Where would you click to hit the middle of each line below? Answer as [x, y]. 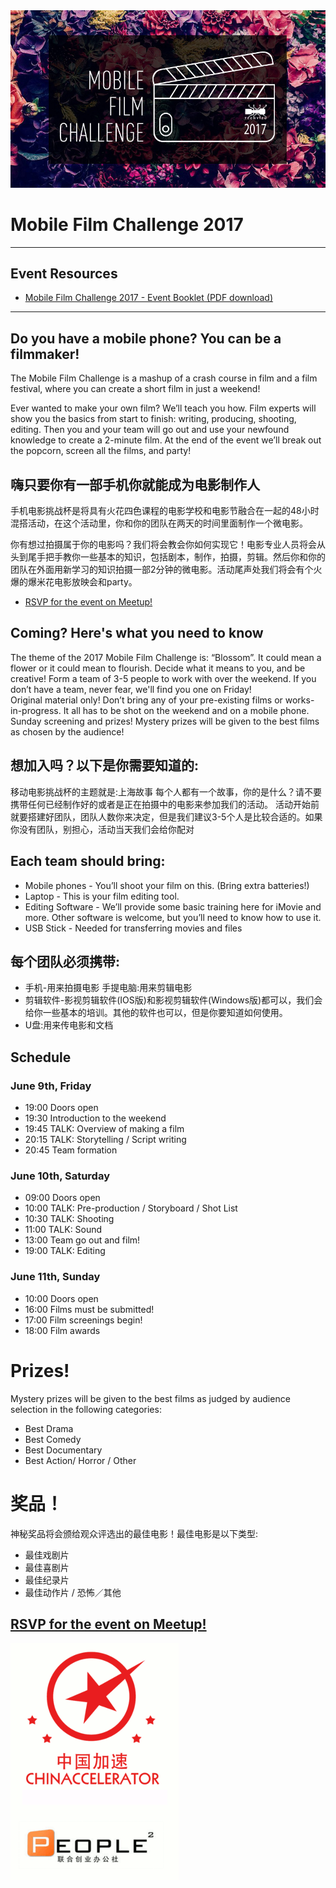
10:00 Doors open [61, 1298]
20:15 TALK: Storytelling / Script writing [105, 1140]
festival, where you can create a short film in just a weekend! [135, 389]
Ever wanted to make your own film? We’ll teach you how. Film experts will [163, 408]
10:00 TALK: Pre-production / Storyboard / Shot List [131, 1208]
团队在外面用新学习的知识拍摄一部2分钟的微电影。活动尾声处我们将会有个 [162, 570]
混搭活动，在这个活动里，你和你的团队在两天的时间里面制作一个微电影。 [159, 523]
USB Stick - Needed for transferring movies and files [133, 928]
